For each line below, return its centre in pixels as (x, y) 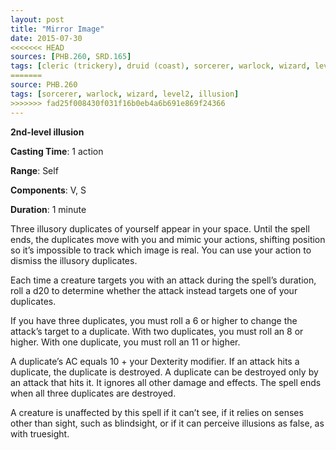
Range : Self (34, 170)
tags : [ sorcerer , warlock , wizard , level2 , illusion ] (125, 94)
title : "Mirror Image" (57, 29)
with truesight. (40, 433)
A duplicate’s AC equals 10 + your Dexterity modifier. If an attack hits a (155, 361)
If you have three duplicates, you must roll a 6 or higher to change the (154, 320)
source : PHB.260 (44, 85)
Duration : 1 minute (48, 209)
